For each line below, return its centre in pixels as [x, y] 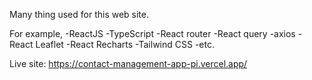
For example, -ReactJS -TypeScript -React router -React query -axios [152, 33]
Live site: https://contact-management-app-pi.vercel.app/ [128, 63]
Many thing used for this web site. [79, 14]
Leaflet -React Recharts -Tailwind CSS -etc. [125, 44]
